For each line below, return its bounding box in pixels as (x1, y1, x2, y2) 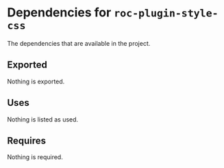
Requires (7, 135, 47, 146)
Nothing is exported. (7, 77, 65, 85)
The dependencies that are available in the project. (7, 39, 151, 47)
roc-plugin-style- (114, 7, 219, 20)
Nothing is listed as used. (7, 115, 79, 124)
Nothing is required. (7, 153, 63, 161)
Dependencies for (7, 5, 112, 20)
